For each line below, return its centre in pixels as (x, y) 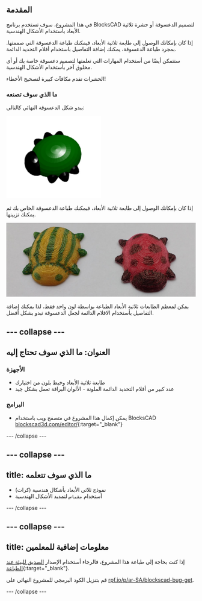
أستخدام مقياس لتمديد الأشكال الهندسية (58, 496)
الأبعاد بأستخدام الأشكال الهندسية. (44, 31)
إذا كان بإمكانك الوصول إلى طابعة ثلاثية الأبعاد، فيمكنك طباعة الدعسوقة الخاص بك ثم (100, 208)
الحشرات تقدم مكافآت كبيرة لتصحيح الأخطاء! (56, 78)
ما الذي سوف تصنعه (32, 94)
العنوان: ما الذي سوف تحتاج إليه (58, 352)
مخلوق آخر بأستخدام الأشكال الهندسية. (49, 67)
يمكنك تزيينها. (21, 215)
